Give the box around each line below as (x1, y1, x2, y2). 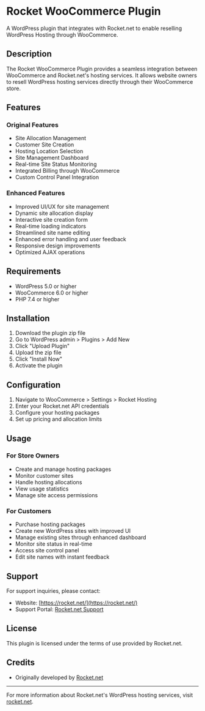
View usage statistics (15, 485, 69, 492)
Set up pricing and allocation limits (15, 415, 103, 423)
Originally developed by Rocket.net (15, 674, 104, 681)
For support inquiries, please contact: (6, 587, 101, 595)
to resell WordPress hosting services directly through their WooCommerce (6, 78, 193, 85)
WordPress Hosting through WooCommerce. (6, 31, 118, 38)
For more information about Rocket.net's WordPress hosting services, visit (6, 691, 193, 699)
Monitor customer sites (15, 472, 74, 479)
